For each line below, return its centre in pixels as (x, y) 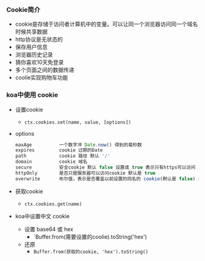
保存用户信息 (31, 47)
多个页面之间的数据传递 (45, 70)
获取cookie (29, 191)
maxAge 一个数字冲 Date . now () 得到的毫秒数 (78, 145)
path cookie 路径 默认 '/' (63, 156)
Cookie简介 (23, 9)
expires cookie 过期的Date (59, 150)
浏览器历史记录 (34, 55)
